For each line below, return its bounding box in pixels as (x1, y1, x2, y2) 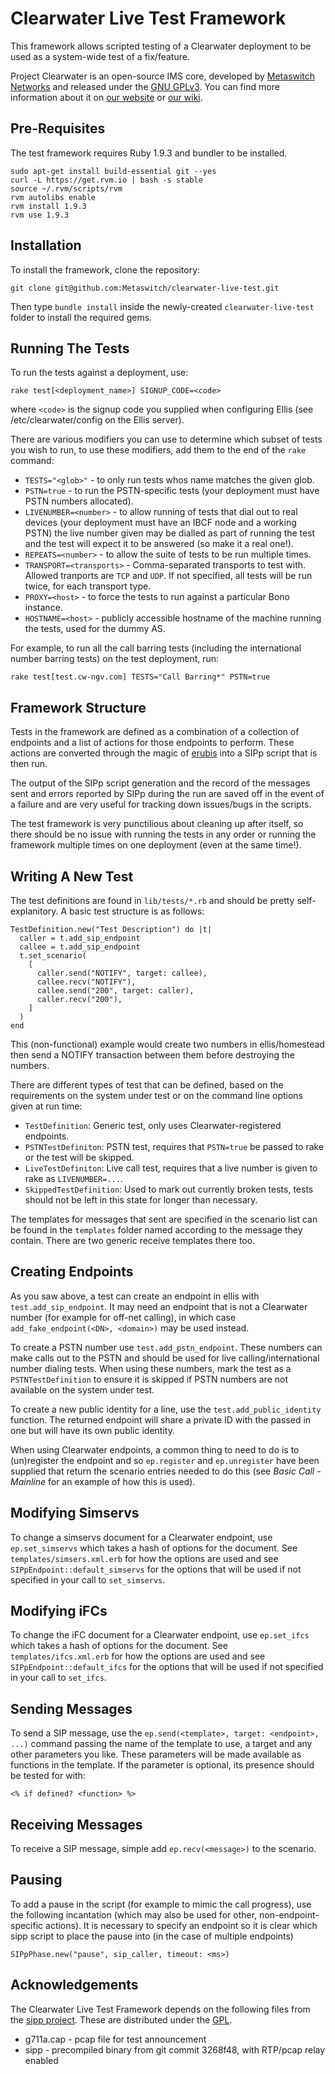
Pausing (10, 1872, 63, 1889)
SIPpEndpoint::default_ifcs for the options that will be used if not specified (10, 1661, 324, 1673)
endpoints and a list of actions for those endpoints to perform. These (10, 737, 295, 749)
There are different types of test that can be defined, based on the (10, 1079, 284, 1091)
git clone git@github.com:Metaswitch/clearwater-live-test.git (10, 283, 280, 293)
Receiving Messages (10, 1816, 143, 1833)
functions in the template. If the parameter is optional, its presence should (10, 1759, 315, 1771)
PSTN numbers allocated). (24, 495, 134, 507)
